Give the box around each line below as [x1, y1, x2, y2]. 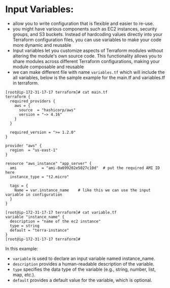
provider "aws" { [5, 143, 42, 148]
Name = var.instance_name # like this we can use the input [14, 187, 151, 193]
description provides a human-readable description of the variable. [12, 261, 155, 267]
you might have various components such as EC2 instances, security [12, 25, 157, 32]
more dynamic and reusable [12, 42, 72, 48]
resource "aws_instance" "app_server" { [5, 161, 92, 166]
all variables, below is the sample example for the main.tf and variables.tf [12, 74, 165, 80]
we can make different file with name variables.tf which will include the [12, 69, 165, 75]
